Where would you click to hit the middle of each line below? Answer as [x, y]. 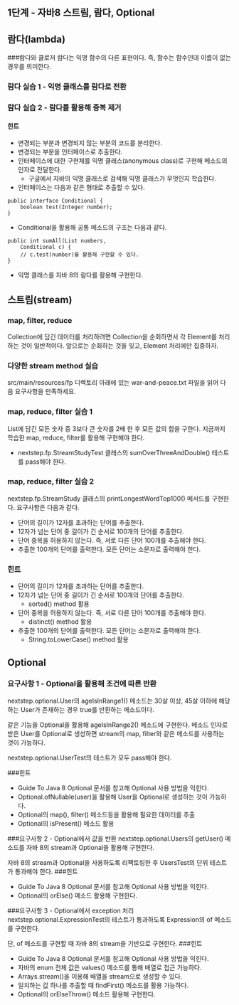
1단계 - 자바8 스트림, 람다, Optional [81, 13]
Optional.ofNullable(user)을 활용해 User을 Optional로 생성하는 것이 [113, 797]
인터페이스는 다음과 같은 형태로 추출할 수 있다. [81, 188]
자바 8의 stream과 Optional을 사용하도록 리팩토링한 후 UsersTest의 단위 [108, 862]
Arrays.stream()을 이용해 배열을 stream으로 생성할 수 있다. [100, 976]
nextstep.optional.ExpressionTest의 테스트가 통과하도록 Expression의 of [110, 919]
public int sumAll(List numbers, [57, 241]
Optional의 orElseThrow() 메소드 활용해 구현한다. [86, 994]
